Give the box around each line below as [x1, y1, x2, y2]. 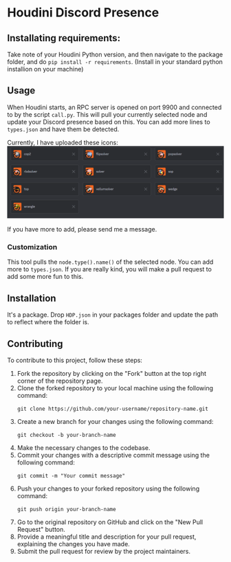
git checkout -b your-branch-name [16, 431, 116, 439]
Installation [7, 292, 56, 304]
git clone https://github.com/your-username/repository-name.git [16, 405, 208, 413]
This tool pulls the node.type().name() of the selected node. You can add [7, 258, 214, 266]
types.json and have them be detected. [7, 125, 120, 133]
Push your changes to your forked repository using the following [16, 484, 200, 493]
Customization [7, 243, 58, 252]
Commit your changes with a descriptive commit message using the [16, 451, 210, 460]
